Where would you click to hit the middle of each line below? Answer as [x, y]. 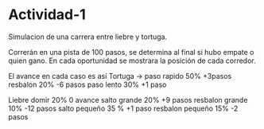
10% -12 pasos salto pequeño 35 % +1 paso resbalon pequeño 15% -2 [123, 108]
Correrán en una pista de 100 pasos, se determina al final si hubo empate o [131, 52]
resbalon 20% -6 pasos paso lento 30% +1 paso [87, 84]
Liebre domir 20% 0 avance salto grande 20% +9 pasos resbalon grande [128, 100]
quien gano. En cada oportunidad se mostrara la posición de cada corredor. [132, 61]
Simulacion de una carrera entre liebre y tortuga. [88, 37]
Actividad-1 [47, 15]
